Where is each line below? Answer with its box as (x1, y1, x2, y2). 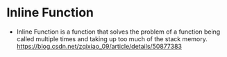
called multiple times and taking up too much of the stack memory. (16, 34, 208, 43)
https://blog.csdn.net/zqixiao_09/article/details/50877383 (16, 42, 182, 50)
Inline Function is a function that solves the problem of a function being (16, 27, 221, 36)
